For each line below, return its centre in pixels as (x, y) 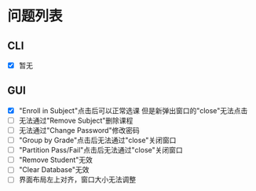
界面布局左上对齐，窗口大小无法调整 (77, 180)
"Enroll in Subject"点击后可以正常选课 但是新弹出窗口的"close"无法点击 (133, 110)
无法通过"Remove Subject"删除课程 (76, 120)
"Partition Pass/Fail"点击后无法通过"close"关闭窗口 (101, 150)
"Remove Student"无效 (56, 160)
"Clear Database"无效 (54, 170)
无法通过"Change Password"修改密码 (79, 130)
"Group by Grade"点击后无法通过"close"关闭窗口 (97, 140)
